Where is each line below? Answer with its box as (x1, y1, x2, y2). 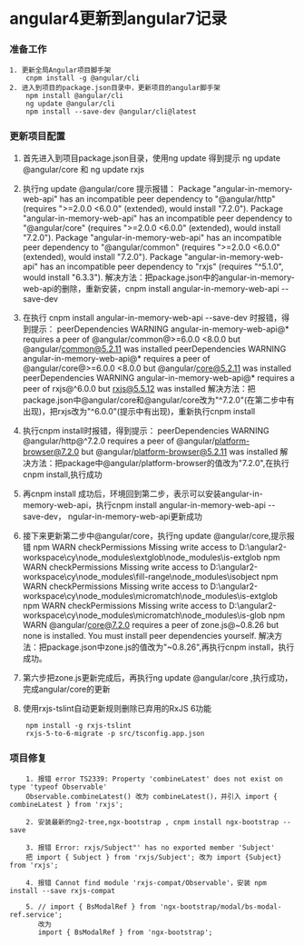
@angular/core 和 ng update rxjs (22, 164, 145, 174)
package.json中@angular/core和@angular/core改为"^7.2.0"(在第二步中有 (22, 394, 295, 405)
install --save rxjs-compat (9, 887, 116, 896)
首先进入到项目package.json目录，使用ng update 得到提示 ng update (22, 152, 281, 164)
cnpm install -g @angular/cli (25, 74, 141, 83)
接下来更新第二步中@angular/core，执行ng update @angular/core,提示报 (22, 530, 295, 541)
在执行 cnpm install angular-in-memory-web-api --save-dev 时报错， (22, 312, 282, 323)
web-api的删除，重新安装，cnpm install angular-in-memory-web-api (22, 283, 279, 294)
